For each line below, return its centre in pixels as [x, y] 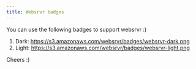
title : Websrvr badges [35, 12]
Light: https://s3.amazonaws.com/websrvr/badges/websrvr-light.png [102, 48]
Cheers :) [18, 59]
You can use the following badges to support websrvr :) [77, 29]
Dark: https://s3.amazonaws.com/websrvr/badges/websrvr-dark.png [102, 41]
